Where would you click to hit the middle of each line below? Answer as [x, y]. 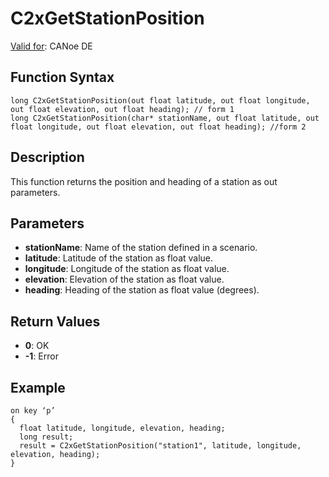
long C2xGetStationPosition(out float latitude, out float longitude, [160, 100]
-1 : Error [41, 356]
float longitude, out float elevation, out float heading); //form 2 [158, 127]
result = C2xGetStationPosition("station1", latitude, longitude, [160, 446]
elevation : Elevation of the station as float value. [124, 279]
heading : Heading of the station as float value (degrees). [142, 290]
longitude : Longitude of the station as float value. [127, 269]
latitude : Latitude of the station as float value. [119, 258]
